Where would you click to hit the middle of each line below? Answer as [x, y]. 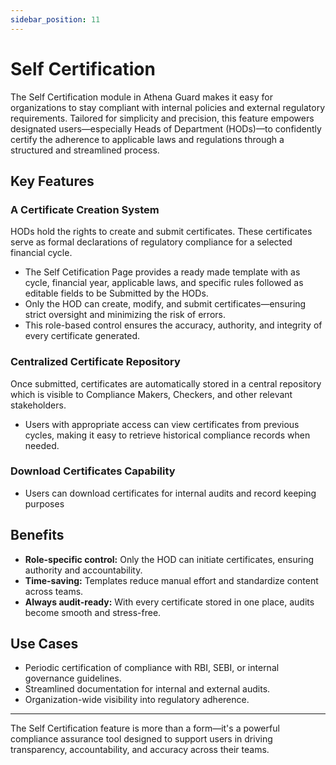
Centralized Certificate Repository [95, 362]
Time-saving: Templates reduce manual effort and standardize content [171, 580]
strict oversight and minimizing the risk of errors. [125, 315]
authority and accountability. [83, 570]
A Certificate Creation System [85, 209]
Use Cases [44, 644]
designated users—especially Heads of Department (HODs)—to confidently [166, 128]
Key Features [52, 181]
